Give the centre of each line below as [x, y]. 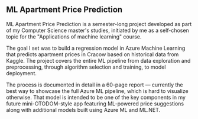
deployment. [21, 73]
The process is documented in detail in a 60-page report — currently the [95, 85]
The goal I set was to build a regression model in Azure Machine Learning [96, 48]
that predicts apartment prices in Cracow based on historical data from [92, 54]
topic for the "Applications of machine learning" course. [74, 36]
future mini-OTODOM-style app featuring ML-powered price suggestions [95, 104]
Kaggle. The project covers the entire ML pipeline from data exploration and [98, 60]
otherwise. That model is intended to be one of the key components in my [96, 97]
